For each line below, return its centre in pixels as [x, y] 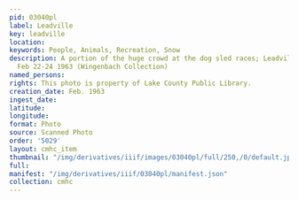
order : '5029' [35, 141]
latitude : [27, 108]
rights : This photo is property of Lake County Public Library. [130, 83]
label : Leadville [41, 26]
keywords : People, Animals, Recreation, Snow [94, 50]
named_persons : [37, 75]
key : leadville [37, 34]
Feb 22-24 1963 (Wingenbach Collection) [93, 67]
